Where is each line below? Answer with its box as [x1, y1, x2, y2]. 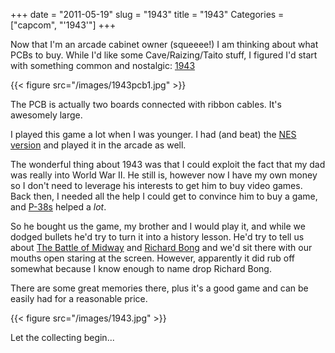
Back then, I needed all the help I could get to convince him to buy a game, [10, 190, 318, 202]
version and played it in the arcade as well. [10, 139, 187, 151]
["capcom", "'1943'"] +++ [10, 19, 117, 31]
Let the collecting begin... [10, 332, 115, 343]
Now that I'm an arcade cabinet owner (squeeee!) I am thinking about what [10, 39, 319, 50]
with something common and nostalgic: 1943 [10, 60, 196, 71]
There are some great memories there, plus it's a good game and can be [10, 282, 309, 294]
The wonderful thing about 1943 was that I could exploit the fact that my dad [10, 159, 326, 170]
